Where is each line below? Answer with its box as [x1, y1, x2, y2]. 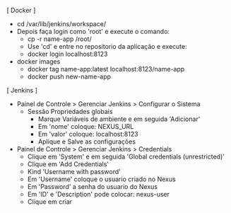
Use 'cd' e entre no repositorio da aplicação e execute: [27, 42, 188, 50]
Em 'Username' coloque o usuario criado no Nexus [27, 175, 176, 183]
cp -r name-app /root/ [27, 35, 93, 43]
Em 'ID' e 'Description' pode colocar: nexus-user [27, 190, 170, 198]
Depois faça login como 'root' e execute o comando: [16, 28, 170, 35]
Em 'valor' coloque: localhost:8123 [37, 130, 138, 138]
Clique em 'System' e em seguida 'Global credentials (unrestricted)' [27, 152, 225, 161]
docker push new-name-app [27, 72, 111, 81]
